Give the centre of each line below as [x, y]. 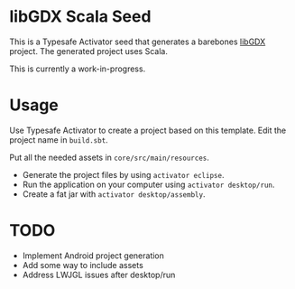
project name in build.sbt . [59, 140]
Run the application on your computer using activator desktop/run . [148, 184]
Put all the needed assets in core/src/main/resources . [109, 157]
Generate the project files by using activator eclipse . [123, 174]
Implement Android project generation [93, 256]
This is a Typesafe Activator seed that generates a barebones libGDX [138, 42]
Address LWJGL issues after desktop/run [99, 275]
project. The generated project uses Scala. [89, 51]
